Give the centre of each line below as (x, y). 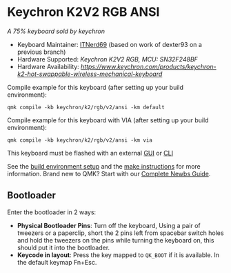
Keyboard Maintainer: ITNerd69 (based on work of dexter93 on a (109, 44)
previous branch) (41, 52)
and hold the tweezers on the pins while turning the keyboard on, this (115, 240)
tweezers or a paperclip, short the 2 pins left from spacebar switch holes (120, 233)
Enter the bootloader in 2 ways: (52, 212)
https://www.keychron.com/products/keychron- (148, 66)
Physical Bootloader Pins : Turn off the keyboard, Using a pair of (109, 225)
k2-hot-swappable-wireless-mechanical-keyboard (90, 74)
